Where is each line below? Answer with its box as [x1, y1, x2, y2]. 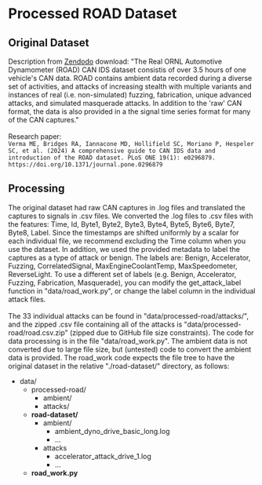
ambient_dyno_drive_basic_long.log [54, 426, 170, 436]
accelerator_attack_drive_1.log [54, 451, 151, 461]
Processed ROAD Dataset [8, 5, 177, 23]
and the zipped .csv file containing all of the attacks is [8, 319, 183, 329]
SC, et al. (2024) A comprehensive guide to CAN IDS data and [8, 147, 216, 155]
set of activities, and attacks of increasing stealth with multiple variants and [8, 82, 252, 91]
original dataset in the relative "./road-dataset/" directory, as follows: [8, 361, 230, 370]
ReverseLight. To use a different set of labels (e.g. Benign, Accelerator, [8, 269, 237, 279]
